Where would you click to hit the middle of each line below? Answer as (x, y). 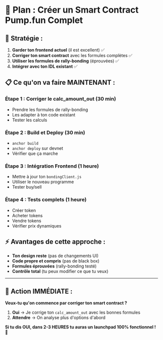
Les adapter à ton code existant (44, 114)
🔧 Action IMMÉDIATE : (39, 291)
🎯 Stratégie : (24, 38)
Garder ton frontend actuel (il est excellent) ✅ (58, 50)
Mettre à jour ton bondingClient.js (47, 177)
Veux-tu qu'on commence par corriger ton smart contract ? (66, 303)
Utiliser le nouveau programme (43, 182)
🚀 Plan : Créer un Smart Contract (72, 10)
